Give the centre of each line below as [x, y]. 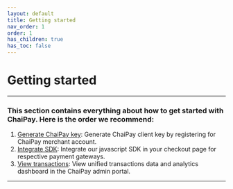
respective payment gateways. [61, 156]
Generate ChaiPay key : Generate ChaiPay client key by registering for [116, 134]
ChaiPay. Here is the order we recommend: [81, 119]
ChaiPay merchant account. [57, 142]
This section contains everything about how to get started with [115, 110]
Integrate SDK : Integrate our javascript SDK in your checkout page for [117, 149]
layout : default [31, 14]
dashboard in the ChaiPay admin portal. [74, 172]
